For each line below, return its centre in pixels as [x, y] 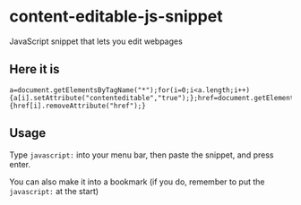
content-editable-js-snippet [116, 17]
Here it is [34, 69]
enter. [20, 164]
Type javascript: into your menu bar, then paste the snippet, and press [142, 155]
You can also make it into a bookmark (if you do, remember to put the [137, 182]
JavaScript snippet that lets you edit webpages [96, 41]
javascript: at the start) [54, 191]
